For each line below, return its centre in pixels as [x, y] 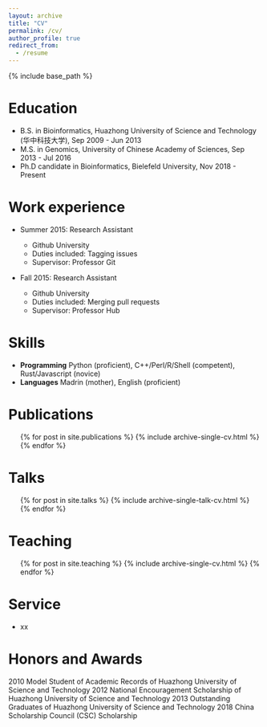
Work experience [67, 208]
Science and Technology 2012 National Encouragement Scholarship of [125, 690]
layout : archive [35, 16]
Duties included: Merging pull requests [96, 301]
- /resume [32, 53]
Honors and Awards [75, 659]
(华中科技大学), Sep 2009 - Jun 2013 [81, 140]
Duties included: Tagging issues [85, 253]
